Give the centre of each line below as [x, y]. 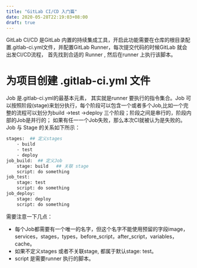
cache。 [25, 244]
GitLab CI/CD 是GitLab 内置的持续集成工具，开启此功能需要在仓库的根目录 [96, 40]
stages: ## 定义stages [34, 139]
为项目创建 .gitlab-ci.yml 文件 [79, 81]
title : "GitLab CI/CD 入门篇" [42, 11]
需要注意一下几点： [29, 216]
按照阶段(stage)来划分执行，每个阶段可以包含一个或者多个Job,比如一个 [97, 105]
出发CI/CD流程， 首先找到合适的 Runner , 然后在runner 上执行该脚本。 [91, 55]
